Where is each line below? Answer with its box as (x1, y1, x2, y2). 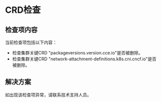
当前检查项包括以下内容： (5, 40, 57, 45)
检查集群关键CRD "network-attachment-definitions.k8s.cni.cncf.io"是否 (12, 56, 157, 62)
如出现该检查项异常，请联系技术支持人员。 (5, 92, 92, 98)
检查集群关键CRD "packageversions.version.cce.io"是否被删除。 (12, 50, 143, 55)
